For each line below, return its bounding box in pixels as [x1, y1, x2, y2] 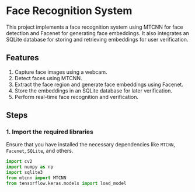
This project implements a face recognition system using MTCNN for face [6, 23, 183, 30]
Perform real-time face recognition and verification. [14, 93, 139, 100]
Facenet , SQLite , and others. [6, 148, 74, 155]
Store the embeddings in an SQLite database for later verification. [14, 87, 173, 94]
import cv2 [6, 159, 33, 164]
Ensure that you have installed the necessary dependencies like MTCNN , [6, 141, 175, 148]
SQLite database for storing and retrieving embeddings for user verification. [6, 36, 189, 43]
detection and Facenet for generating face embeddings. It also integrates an [6, 29, 190, 36]
